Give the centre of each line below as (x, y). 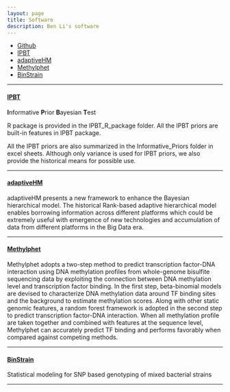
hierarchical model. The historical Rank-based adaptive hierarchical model (112, 205)
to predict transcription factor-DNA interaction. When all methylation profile (113, 315)
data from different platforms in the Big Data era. (75, 227)
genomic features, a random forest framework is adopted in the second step (115, 308)
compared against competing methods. (63, 337)
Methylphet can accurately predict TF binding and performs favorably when (114, 330)
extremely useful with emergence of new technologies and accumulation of (114, 219)
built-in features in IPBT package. (54, 133)
